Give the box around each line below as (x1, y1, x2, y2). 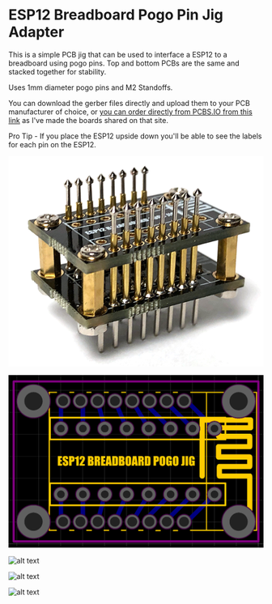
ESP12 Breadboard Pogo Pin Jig (8, 6, 224, 24)
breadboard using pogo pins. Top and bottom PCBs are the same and (8, 58, 240, 68)
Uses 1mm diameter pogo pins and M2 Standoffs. (8, 83, 173, 92)
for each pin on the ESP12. (8, 139, 97, 149)
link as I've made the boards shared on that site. (8, 115, 168, 125)
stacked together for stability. (8, 66, 107, 76)
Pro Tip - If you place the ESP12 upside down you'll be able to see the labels (8, 131, 262, 141)
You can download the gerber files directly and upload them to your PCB (8, 98, 251, 108)
